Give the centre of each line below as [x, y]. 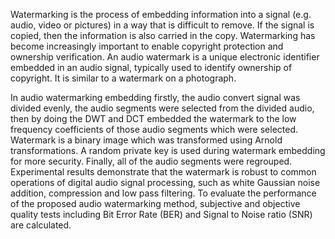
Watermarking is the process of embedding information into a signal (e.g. [161, 14]
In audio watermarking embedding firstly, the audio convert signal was [155, 97]
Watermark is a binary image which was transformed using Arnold [146, 140]
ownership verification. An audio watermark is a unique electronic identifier [165, 57]
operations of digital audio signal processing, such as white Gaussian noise [165, 182]
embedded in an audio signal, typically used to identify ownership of [151, 67]
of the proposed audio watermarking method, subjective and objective [155, 203]
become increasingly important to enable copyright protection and [147, 46]
